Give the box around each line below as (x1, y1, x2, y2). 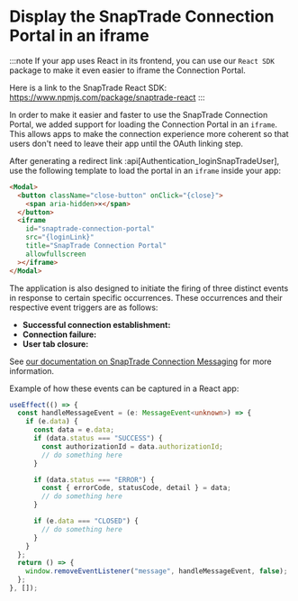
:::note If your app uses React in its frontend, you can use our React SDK (9, 55, 275, 66)
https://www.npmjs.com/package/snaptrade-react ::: (9, 92, 205, 103)
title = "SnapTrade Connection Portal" (25, 241, 167, 250)
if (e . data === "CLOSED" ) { (32, 516, 140, 526)
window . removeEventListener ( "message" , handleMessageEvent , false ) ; (25, 567, 288, 576)
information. (9, 365, 55, 376)
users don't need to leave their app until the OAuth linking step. (9, 138, 244, 149)
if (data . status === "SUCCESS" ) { (32, 434, 164, 443)
